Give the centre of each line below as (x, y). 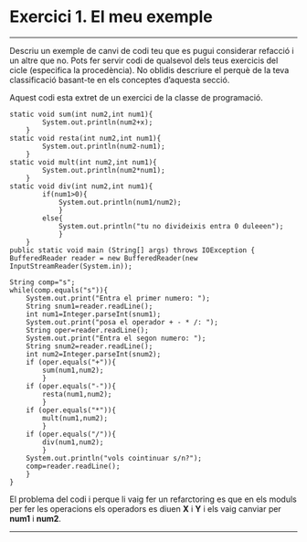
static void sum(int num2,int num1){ (81, 114)
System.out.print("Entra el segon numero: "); (116, 338)
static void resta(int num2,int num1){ (85, 138)
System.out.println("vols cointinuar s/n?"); (114, 458)
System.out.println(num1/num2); (120, 202)
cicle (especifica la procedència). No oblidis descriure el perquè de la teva (149, 69)
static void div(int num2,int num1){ (81, 186)
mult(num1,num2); (75, 418)
